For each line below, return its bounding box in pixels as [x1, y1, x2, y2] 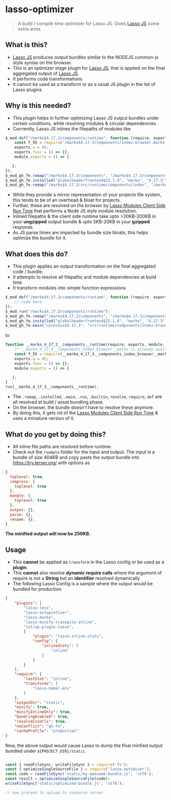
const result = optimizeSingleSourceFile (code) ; [5, 776, 110, 782]
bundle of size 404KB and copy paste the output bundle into [12, 454, 140, 460]
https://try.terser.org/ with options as [12, 460, 90, 466]
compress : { [10, 479, 36, 484]
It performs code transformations [12, 75, 82, 82]
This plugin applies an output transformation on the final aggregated [12, 263, 156, 269]
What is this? [5, 41, 48, 49]
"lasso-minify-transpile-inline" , [23, 619, 97, 624]
